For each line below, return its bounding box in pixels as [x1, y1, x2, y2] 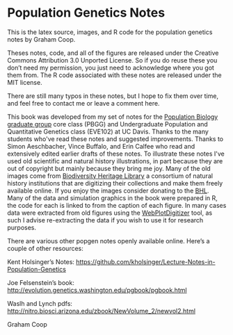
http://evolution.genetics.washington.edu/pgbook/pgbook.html [7, 286, 187, 294]
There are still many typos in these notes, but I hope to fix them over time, [7, 92, 219, 100]
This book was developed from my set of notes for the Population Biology [7, 113, 218, 121]
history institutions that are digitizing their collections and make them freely [7, 179, 223, 187]
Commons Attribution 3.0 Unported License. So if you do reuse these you [7, 56, 218, 64]
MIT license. [7, 78, 43, 86]
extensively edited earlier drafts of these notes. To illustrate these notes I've [7, 149, 225, 158]
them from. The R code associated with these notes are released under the [7, 71, 222, 79]
